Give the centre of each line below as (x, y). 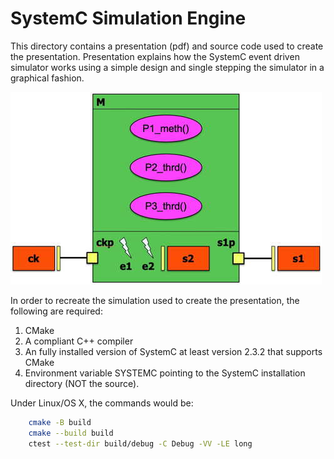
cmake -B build (60, 422)
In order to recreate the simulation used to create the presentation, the (155, 300)
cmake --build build (71, 433)
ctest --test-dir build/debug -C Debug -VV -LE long (140, 443)
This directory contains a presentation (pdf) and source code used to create (167, 46)
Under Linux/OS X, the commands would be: (102, 403)
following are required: (56, 311)
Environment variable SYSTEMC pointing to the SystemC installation (165, 373)
